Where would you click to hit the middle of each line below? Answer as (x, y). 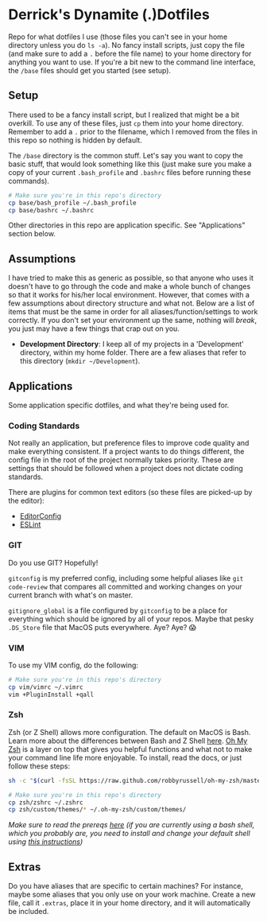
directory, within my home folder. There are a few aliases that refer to (133, 352)
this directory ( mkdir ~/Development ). (80, 361)
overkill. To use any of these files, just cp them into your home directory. (126, 123)
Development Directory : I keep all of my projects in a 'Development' (132, 344)
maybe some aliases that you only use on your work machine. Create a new (132, 895)
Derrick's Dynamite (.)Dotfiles (109, 15)
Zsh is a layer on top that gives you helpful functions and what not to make (130, 749)
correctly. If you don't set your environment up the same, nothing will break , (133, 321)
